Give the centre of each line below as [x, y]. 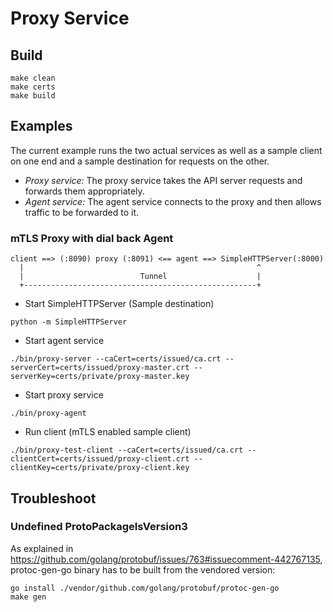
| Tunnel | [140, 277]
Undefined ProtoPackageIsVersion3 [99, 527]
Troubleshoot [53, 498]
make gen [28, 597]
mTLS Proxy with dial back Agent [92, 238]
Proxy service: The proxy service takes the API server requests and [163, 180]
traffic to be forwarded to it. [82, 212]
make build [33, 96]
